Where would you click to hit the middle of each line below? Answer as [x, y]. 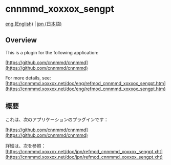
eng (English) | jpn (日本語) [34, 24]
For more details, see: [28, 78]
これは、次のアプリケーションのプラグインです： [57, 119]
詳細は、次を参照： [26, 146]
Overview [21, 40]
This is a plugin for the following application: [52, 52]
